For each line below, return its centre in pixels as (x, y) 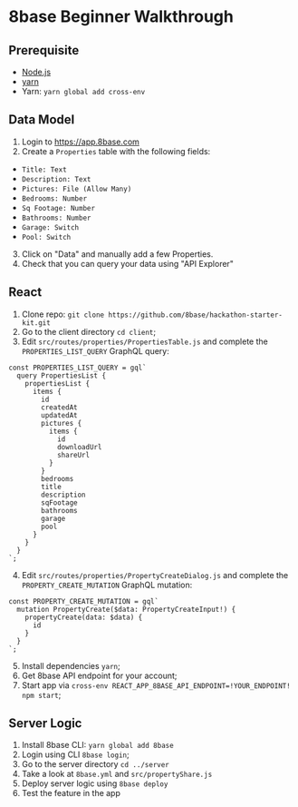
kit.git (36, 323)
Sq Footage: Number (58, 208)
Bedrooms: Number (54, 198)
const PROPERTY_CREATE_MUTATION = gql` (84, 601)
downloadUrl (79, 447)
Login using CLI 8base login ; (75, 754)
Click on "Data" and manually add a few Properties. (117, 254)
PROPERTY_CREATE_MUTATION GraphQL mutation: (107, 585)
